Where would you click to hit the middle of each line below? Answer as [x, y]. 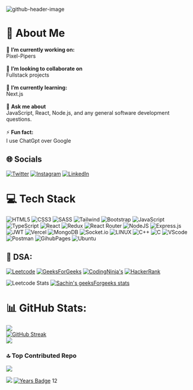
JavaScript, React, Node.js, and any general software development [88, 112]
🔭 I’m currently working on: [41, 49]
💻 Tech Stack [41, 199]
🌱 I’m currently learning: [37, 87]
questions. [19, 119]
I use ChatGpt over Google [39, 140]
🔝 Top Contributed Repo [42, 356]
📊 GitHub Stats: [47, 308]
